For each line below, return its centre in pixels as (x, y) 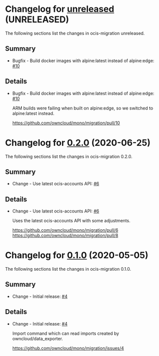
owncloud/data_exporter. (37, 338)
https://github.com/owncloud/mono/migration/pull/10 (66, 123)
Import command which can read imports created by (65, 333)
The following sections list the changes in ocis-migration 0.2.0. (69, 156)
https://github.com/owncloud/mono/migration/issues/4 (68, 348)
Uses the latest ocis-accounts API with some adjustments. (71, 221)
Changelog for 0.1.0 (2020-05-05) (77, 255)
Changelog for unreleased (60, 9)
